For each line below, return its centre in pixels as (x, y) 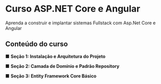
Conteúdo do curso (37, 44)
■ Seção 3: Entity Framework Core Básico (51, 76)
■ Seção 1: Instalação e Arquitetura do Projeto (55, 56)
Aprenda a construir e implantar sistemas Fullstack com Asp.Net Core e (80, 23)
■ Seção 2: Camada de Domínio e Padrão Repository (62, 66)
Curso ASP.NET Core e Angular (73, 9)
